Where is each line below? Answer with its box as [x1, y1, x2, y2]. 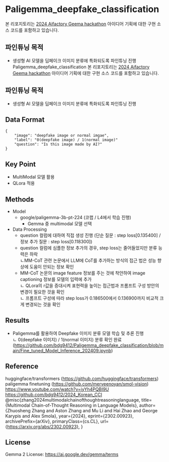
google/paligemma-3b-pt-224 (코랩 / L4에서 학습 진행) [20, 215, 132, 220]
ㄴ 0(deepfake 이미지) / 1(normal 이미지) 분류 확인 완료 [12, 336, 122, 342]
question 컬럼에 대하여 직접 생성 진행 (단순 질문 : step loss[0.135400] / [20, 232, 161, 238]
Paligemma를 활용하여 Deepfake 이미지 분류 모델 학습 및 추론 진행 [12, 330, 144, 336]
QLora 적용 [12, 180, 35, 187]
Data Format [5, 115, 45, 124]
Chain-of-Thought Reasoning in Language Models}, [31, 402, 138, 408]
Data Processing [12, 226, 47, 232]
